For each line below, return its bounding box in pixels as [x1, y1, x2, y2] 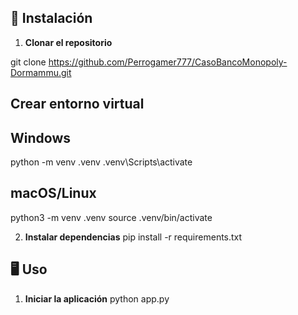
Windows [10, 129, 71, 146]
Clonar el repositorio [24, 36, 113, 48]
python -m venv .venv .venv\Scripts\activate [10, 156, 193, 168]
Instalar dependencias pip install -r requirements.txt [24, 231, 243, 243]
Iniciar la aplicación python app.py [24, 292, 170, 305]
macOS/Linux [10, 185, 97, 202]
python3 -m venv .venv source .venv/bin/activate [10, 211, 213, 223]
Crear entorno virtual [10, 96, 145, 113]
